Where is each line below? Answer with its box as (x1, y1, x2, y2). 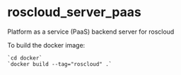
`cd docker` (7, 54, 42, 62)
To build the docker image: (7, 41, 86, 49)
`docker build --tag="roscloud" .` (7, 60, 112, 67)
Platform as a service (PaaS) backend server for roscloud (7, 27, 175, 36)
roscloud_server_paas (7, 4, 141, 20)
